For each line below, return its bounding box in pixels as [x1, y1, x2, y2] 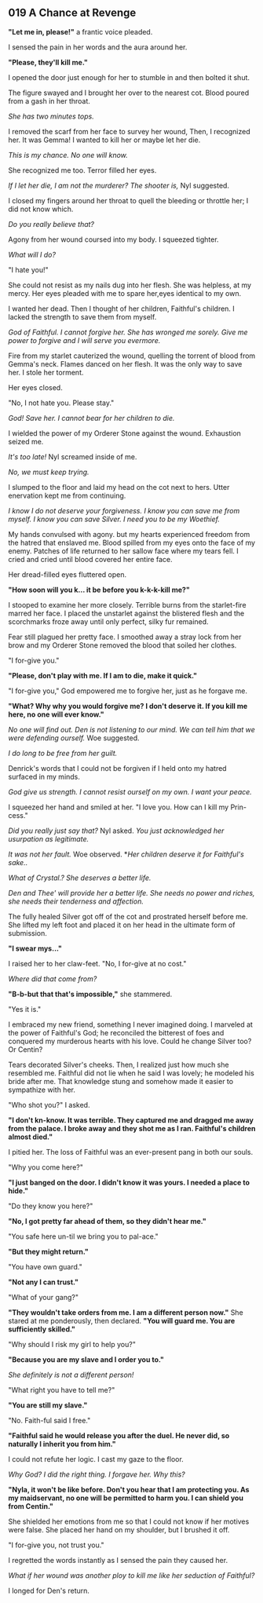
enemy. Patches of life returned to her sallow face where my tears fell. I [8, 546, 239, 556]
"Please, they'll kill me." [8, 57, 88, 67]
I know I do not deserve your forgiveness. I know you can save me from [8, 506, 240, 515]
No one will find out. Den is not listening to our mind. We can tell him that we [8, 725, 255, 734]
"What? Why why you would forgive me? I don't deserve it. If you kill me [8, 701, 248, 710]
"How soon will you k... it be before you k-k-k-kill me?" [8, 585, 190, 594]
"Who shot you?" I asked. [8, 1100, 90, 1109]
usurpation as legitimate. [8, 834, 89, 843]
